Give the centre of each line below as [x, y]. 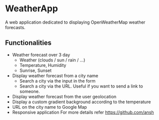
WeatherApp [31, 9]
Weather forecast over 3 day [41, 55]
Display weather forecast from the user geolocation [64, 96]
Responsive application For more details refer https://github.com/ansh [83, 112]
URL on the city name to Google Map [50, 107]
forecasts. [15, 27]
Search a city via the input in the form [57, 81]
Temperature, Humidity [43, 65]
